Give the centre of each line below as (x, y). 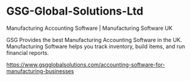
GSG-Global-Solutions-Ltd (75, 11)
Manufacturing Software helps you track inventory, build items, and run (96, 46)
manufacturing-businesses (40, 71)
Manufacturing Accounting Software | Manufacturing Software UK (89, 28)
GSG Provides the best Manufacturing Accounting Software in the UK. (94, 40)
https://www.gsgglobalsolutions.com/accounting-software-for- (86, 65)
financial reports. (28, 52)
